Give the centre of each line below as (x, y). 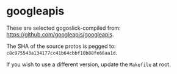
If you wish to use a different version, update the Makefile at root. (88, 64)
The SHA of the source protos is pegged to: (61, 46)
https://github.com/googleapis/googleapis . (60, 34)
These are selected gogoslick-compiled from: (63, 28)
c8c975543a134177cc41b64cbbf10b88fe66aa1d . (62, 52)
